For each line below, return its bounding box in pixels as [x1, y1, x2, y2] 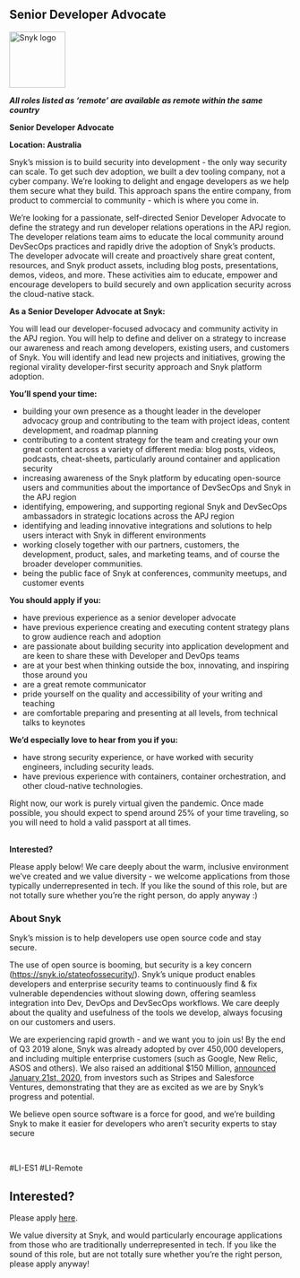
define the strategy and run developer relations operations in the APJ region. [9, 222, 292, 232]
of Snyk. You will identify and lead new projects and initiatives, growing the [9, 352, 286, 363]
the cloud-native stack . [9, 288, 95, 299]
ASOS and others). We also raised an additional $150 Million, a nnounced [9, 1063, 276, 1073]
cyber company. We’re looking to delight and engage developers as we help [9, 175, 289, 187]
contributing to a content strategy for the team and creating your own [21, 434, 279, 445]
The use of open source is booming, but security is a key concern [9, 959, 253, 970]
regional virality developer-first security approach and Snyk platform [9, 361, 262, 372]
